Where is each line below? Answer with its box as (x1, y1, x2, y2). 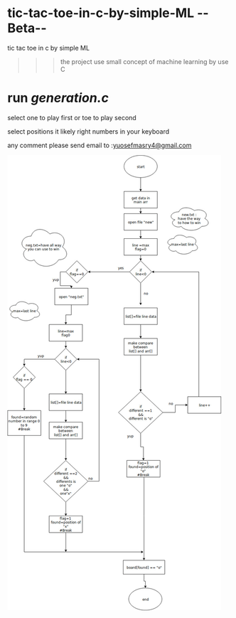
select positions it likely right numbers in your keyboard (7, 127, 169, 136)
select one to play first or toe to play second (7, 113, 136, 122)
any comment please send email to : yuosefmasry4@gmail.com (7, 141, 192, 149)
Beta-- (7, 20, 48, 36)
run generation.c (7, 90, 109, 106)
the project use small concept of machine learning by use (60, 57, 229, 65)
